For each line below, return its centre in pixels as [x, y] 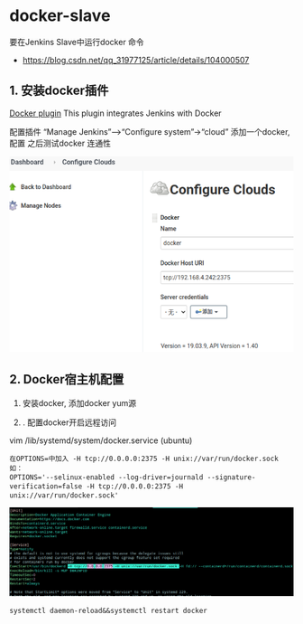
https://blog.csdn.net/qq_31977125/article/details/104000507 [136, 60]
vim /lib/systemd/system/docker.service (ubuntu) [101, 440]
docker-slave [60, 16]
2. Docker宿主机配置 [67, 379]
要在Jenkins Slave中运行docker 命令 [77, 42]
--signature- [231, 477]
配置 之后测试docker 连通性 [60, 143]
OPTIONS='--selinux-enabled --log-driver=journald [106, 477]
